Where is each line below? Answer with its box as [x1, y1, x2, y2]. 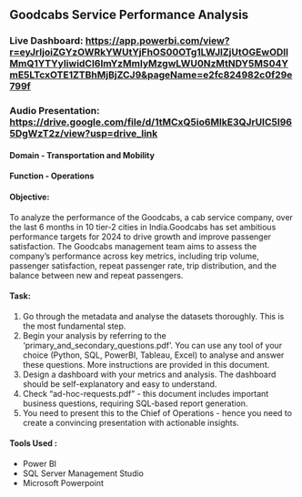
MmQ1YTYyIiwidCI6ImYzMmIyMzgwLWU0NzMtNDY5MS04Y [9, 57, 289, 70]
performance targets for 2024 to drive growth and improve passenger [9, 231, 271, 242]
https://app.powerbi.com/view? [85, 35, 230, 47]
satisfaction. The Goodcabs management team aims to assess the [9, 240, 257, 251]
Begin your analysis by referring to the [22, 330, 166, 340]
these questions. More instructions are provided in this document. [22, 359, 270, 370]
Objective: [9, 191, 50, 203]
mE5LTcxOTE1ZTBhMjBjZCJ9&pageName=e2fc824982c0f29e [9, 68, 293, 81]
